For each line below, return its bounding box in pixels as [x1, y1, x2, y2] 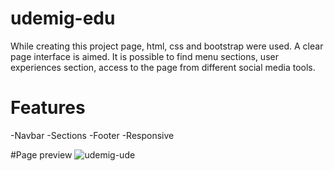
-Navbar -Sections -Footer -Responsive [10, 129, 175, 141]
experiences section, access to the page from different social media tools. [10, 61, 316, 73]
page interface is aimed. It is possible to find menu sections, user [10, 50, 279, 62]
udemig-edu [10, 7, 116, 30]
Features [10, 97, 86, 119]
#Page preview [10, 148, 73, 161]
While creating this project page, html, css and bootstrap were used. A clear [10, 40, 324, 52]
